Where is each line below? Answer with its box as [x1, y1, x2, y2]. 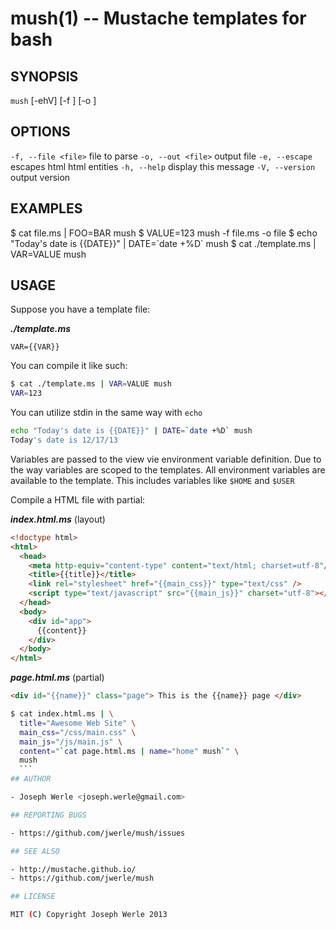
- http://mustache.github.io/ [10, 864, 137, 874]
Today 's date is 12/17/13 [10, 435, 118, 446]
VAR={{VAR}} [10, 342, 60, 352]
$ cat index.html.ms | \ [10, 709, 114, 719]
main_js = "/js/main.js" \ [19, 737, 123, 747]
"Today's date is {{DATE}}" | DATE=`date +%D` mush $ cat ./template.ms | [10, 237, 317, 249]
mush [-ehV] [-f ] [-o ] [10, 95, 97, 106]
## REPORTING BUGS [10, 810, 87, 820]
